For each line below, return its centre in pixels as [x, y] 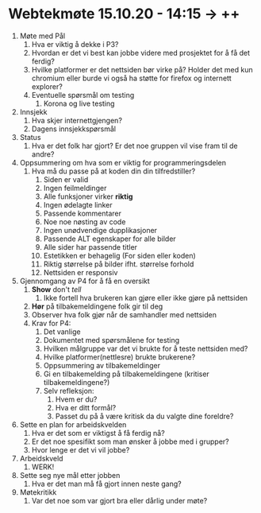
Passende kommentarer [82, 213]
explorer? [47, 86]
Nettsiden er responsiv [81, 272]
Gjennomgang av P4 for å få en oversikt [85, 281]
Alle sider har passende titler [90, 247]
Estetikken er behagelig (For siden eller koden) [119, 255]
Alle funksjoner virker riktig [88, 196]
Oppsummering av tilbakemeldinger [102, 365]
